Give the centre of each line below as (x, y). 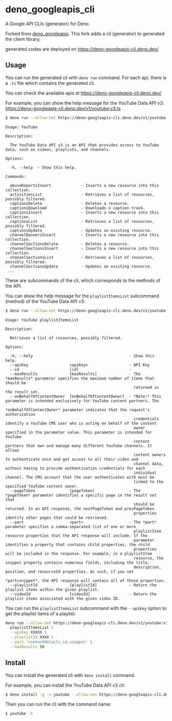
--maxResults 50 (27, 647)
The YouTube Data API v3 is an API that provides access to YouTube (84, 145)
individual (145, 473)
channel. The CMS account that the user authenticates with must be (80, 477)
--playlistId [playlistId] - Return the (83, 585)
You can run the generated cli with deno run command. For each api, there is (86, 78)
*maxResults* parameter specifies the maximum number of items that (80, 378)
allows (12, 450)
